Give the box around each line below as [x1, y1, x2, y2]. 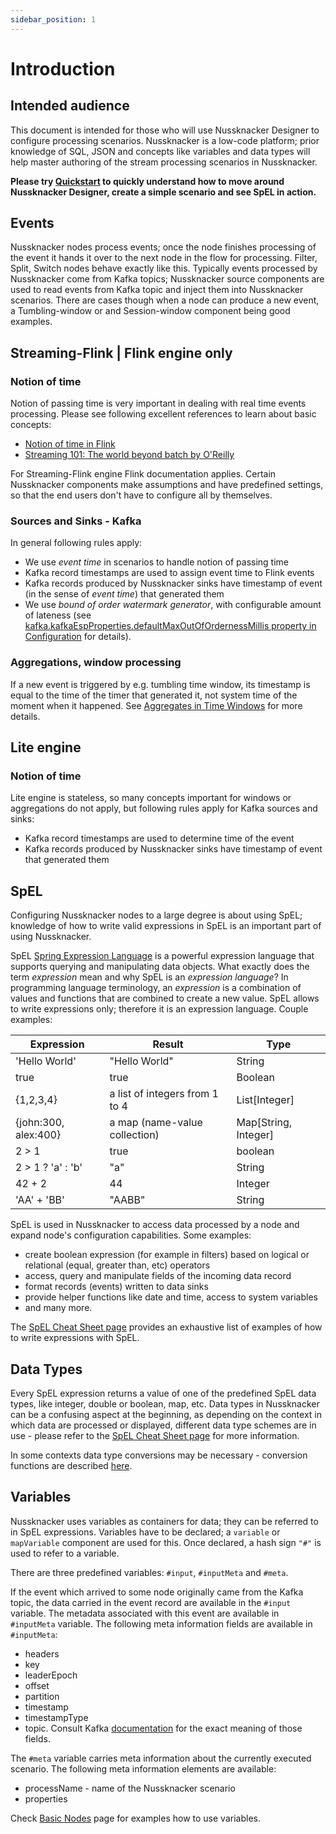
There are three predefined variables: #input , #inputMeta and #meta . [10, 1566, 289, 1578]
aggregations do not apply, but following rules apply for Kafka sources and [10, 802, 318, 815]
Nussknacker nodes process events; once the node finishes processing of [10, 241, 317, 253]
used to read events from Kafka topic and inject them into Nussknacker [10, 284, 304, 296]
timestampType [24, 1711, 89, 1723]
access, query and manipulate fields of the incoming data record [24, 1270, 292, 1282]
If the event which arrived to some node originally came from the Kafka [10, 1586, 304, 1598]
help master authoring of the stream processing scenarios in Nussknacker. [10, 156, 318, 168]
